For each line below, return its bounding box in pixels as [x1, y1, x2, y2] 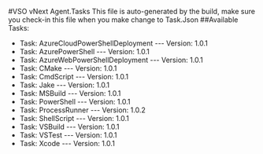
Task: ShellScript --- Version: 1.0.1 [19, 114, 130, 123]
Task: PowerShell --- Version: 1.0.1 [19, 97, 131, 106]
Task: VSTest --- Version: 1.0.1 [19, 130, 117, 140]
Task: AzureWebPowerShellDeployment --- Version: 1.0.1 [19, 55, 203, 64]
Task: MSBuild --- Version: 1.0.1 [19, 89, 121, 97]
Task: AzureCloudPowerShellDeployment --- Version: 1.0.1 [19, 38, 209, 48]
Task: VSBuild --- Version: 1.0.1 [19, 122, 120, 131]
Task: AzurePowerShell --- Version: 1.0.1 [19, 47, 150, 56]
